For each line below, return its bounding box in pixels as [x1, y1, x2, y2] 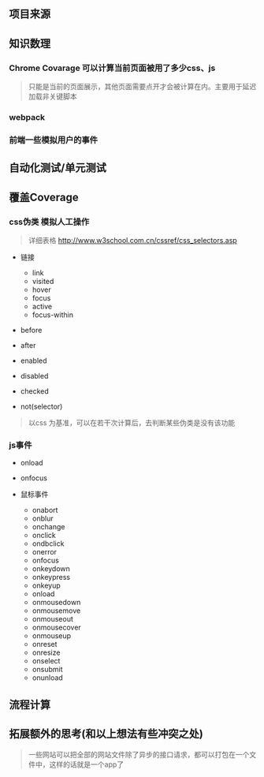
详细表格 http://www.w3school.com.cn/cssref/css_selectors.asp [28, 236, 237, 245]
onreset [32, 640, 58, 649]
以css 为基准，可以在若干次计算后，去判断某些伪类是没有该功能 [28, 418, 236, 428]
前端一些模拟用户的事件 [9, 134, 98, 145]
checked [20, 387, 50, 396]
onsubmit [32, 665, 63, 674]
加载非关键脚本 [28, 92, 77, 101]
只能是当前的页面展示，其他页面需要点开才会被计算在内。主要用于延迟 [28, 82, 257, 92]
